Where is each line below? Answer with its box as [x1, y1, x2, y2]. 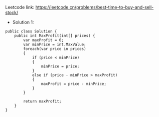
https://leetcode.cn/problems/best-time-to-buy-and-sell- [35, 4, 154, 10]
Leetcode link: [5, 4, 35, 10]
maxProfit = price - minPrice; [41, 81, 107, 86]
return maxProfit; [23, 99, 62, 104]
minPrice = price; [41, 64, 80, 69]
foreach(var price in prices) [23, 46, 86, 51]
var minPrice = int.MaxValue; [23, 42, 86, 47]
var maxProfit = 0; [23, 37, 64, 42]
